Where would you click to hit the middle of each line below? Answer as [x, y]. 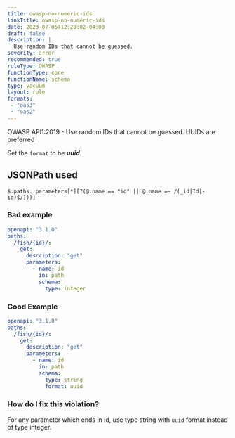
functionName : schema [39, 79]
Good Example [33, 307]
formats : [20, 99]
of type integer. [29, 427]
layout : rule [26, 92]
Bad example [30, 215]
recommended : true [34, 60]
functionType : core [36, 72]
